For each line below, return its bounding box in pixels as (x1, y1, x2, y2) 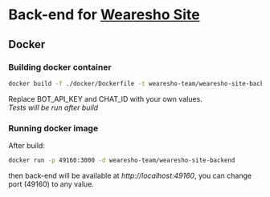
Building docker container (8, 62, 112, 73)
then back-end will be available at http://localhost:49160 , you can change (8, 171, 252, 180)
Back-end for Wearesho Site (8, 6, 200, 24)
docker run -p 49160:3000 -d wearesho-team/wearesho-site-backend (8, 156, 235, 165)
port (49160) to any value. (8, 179, 95, 189)
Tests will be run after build (8, 103, 99, 112)
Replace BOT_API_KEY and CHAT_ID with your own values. (8, 94, 202, 103)
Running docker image (8, 123, 99, 134)
